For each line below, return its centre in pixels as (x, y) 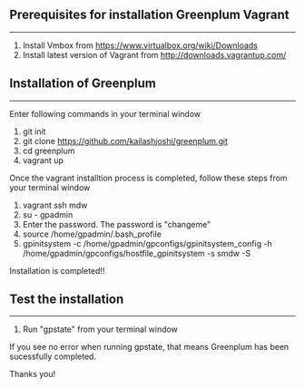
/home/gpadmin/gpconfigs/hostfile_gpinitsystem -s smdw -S (137, 253)
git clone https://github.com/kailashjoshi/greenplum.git (125, 141)
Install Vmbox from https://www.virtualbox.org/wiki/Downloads (140, 45)
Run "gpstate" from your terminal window (100, 329)
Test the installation (67, 300)
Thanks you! (33, 374)
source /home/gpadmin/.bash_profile (92, 234)
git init (34, 131)
